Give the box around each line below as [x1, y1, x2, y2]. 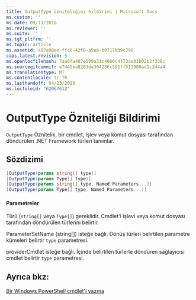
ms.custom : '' [6, 14, 41, 20]
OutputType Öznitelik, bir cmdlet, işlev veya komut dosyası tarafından [6, 131, 173, 138]
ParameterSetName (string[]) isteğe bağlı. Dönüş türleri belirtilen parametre [6, 231, 191, 238]
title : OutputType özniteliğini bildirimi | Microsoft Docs [6, 8, 158, 15]
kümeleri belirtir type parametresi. [6, 237, 89, 244]
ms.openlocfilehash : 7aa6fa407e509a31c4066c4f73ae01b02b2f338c [6, 58, 166, 64]
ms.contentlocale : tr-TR [6, 75, 68, 81]
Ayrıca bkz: [6, 272, 49, 282]
